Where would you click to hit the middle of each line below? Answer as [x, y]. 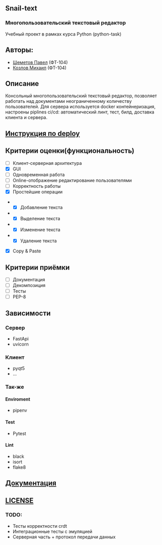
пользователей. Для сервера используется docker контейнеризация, [80, 107]
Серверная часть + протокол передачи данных [64, 537]
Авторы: [20, 50]
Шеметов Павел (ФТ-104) [40, 62]
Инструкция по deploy [43, 134]
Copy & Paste [27, 251]
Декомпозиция [29, 285]
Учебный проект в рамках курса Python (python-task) [63, 34]
